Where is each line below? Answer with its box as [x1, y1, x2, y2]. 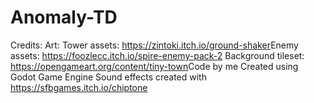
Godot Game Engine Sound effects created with [10, 71, 207, 83]
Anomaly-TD [10, 6, 118, 29]
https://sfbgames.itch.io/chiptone [10, 81, 148, 93]
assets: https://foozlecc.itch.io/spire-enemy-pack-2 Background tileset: [10, 49, 305, 61]
